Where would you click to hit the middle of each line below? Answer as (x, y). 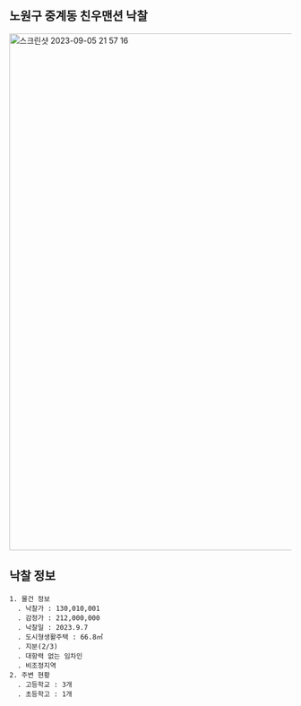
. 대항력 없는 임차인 (50, 656)
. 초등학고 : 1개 (45, 694)
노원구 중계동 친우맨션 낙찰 (78, 16)
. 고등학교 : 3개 (45, 684)
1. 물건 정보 (30, 598)
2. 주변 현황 (30, 675)
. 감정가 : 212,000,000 (59, 618)
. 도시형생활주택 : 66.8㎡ (60, 637)
